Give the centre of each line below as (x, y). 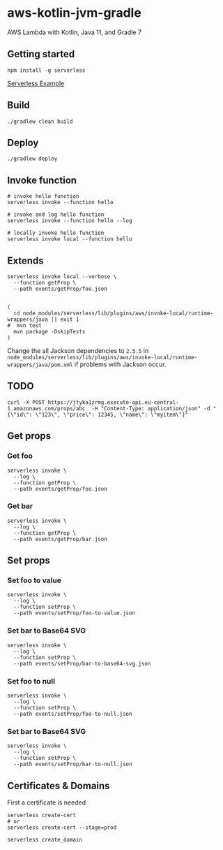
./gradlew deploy (32, 159)
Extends (25, 260)
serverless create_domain (45, 840)
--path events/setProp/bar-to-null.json (73, 764)
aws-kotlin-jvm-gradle (74, 13)
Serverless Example (36, 83)
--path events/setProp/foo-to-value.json (75, 613)
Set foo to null (31, 681)
